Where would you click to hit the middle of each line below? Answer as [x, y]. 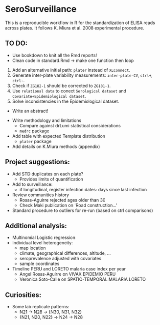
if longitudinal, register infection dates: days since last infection [83, 189]
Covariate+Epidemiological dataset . [49, 96]
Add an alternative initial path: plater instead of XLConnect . [71, 70]
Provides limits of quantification [51, 179]
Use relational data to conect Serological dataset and [69, 91]
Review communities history [41, 195]
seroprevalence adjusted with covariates [60, 259]
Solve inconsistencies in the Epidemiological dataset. [66, 101]
